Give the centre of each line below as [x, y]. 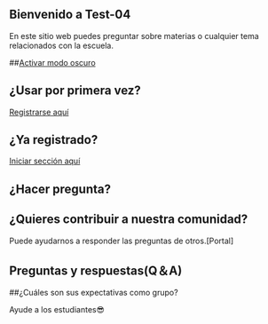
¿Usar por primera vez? [75, 91]
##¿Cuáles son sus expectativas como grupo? [94, 293]
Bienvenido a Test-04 [70, 15]
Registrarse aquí [39, 112]
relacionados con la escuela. [61, 45]
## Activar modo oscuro [52, 62]
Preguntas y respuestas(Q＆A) [96, 271]
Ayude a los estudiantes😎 [57, 310]
